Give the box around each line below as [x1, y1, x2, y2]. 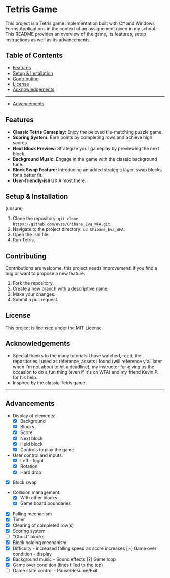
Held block [20, 441, 43, 447]
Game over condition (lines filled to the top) [12, 562, 103, 568]
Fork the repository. [12, 280, 54, 286]
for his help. [12, 374, 38, 380]
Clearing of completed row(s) [12, 522, 74, 528]
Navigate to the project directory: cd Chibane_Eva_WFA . [12, 226, 125, 232]
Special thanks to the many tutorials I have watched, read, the [12, 352, 142, 358]
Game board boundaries [20, 500, 71, 507]
